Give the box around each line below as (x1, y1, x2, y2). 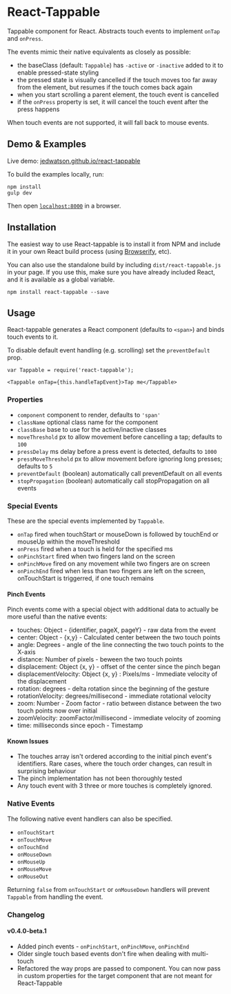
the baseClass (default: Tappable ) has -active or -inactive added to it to (17, 61, 224, 69)
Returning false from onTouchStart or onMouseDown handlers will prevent (7, 885, 210, 893)
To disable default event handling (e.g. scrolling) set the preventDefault (7, 346, 210, 355)
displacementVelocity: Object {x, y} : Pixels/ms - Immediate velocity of (17, 670, 218, 678)
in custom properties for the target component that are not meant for (17, 971, 212, 980)
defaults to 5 (17, 461, 53, 470)
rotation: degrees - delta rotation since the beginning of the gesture (17, 684, 210, 693)
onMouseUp (17, 858, 46, 866)
